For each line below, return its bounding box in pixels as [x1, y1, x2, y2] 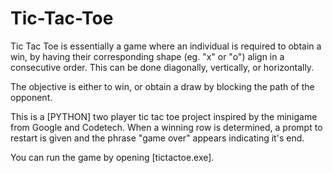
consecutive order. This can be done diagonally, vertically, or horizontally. [10, 61, 315, 73]
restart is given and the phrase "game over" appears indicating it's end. [10, 132, 305, 144]
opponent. [10, 91, 53, 103]
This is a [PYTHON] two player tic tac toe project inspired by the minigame [10, 110, 318, 122]
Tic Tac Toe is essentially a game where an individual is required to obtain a [10, 40, 322, 52]
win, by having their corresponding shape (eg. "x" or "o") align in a [10, 50, 285, 62]
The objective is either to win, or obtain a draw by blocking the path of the [10, 80, 315, 92]
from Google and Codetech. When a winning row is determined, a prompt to [10, 121, 323, 133]
